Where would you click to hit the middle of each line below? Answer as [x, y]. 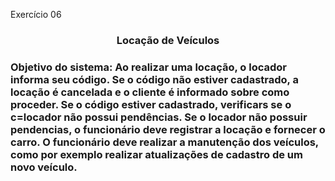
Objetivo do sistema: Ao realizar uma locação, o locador [148, 67]
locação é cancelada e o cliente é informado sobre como [150, 92]
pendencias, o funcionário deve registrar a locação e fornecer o [168, 129]
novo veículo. [44, 167]
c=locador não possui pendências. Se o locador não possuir [159, 117]
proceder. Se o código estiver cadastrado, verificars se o [151, 104]
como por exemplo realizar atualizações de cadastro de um [156, 154]
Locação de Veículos [168, 40]
